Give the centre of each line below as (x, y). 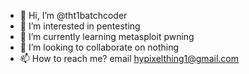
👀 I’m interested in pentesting (80, 26)
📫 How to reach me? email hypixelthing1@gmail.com (129, 58)
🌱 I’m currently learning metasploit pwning (107, 36)
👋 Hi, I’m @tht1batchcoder (73, 15)
